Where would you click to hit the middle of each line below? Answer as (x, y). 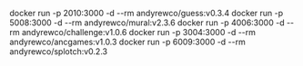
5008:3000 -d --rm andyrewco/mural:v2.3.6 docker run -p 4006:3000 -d (147, 23)
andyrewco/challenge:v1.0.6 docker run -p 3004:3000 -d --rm (139, 32)
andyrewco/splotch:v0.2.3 (58, 52)
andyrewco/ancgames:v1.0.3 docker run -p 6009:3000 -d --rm (127, 42)
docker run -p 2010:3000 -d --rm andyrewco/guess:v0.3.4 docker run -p (146, 13)
